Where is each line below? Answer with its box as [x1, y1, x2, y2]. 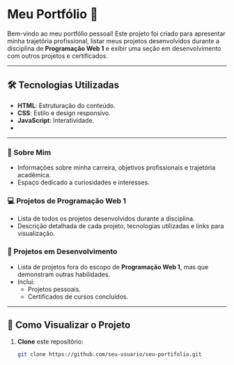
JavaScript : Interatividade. [17, 116, 95, 124]
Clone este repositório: [17, 338, 84, 346]
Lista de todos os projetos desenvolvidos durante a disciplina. [17, 214, 195, 223]
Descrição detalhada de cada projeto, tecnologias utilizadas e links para [17, 222, 224, 230]
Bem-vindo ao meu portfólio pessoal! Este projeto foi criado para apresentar [7, 29, 226, 38]
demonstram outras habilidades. [17, 270, 110, 278]
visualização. [17, 230, 56, 238]
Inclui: [17, 277, 35, 285]
